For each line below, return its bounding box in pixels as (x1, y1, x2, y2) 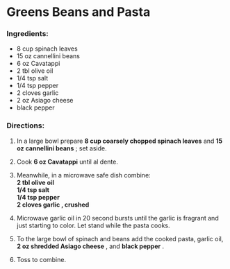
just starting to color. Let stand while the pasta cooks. (16, 221, 170, 229)
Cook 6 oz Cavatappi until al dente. (16, 157, 119, 166)
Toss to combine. (16, 255, 67, 263)
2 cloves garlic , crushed (16, 200, 90, 209)
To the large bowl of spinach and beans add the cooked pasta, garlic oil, (16, 234, 224, 243)
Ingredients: (6, 29, 49, 39)
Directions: (6, 121, 45, 130)
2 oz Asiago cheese (16, 96, 74, 105)
